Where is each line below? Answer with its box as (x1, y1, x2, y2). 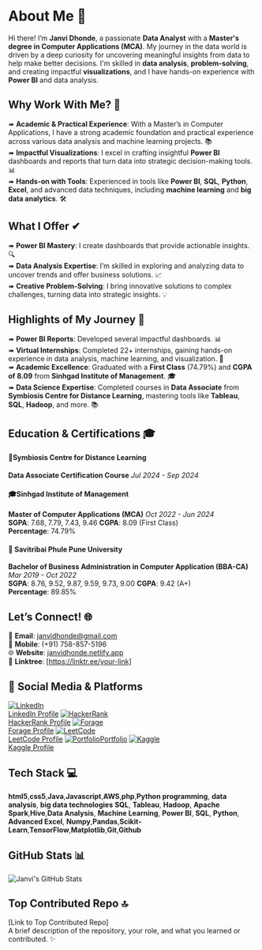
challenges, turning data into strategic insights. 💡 (8, 289, 168, 299)
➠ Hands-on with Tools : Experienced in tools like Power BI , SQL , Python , (8, 176, 249, 186)
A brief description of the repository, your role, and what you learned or (8, 926, 241, 936)
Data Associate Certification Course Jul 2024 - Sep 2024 (8, 470, 199, 480)
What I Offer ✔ (8, 220, 80, 233)
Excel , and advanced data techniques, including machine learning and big (8, 185, 252, 194)
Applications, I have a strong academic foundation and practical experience (8, 127, 254, 137)
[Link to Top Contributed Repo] (8, 918, 109, 927)
